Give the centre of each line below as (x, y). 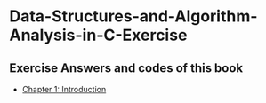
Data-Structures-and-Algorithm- (133, 16)
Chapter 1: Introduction (64, 89)
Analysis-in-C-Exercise (98, 35)
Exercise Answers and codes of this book (126, 68)
